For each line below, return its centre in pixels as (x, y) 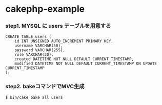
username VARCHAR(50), (39, 46)
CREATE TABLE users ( (28, 37)
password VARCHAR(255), (40, 50)
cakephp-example (45, 9)
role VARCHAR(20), (34, 55)
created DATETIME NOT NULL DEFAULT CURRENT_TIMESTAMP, (74, 59)
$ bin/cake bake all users (34, 97)
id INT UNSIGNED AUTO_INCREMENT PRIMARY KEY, (64, 41)
